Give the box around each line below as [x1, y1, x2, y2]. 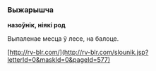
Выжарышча [7, 5, 54, 15]
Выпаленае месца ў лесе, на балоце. [7, 34, 119, 43]
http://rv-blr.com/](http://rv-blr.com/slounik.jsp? [9, 48, 149, 57]
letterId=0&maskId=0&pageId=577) [7, 56, 111, 64]
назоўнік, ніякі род [7, 21, 66, 30]
